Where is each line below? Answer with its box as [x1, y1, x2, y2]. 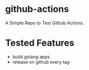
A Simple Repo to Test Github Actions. [5, 20, 84, 26]
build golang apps [12, 54, 50, 60]
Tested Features [5, 37, 74, 49]
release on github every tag [12, 59, 70, 65]
